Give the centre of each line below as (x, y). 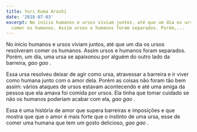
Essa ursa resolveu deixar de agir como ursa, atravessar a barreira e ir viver (97, 74)
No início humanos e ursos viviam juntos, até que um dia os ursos (85, 44)
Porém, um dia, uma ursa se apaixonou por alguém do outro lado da (88, 57)
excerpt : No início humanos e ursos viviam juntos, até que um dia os (94, 22)
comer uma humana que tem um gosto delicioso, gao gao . (77, 123)
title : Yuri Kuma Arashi (36, 11)
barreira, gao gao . (29, 63)
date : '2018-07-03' (30, 17)
